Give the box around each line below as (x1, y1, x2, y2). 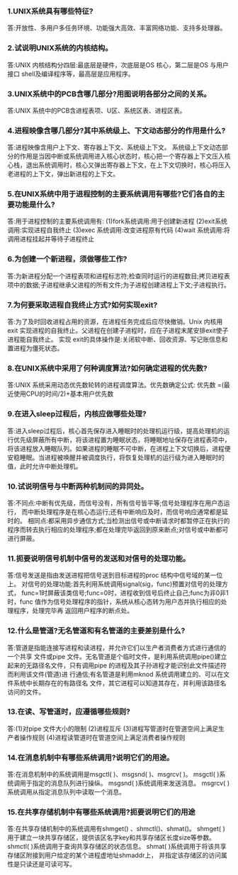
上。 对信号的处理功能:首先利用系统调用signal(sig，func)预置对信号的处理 (7, 580, 222, 588)
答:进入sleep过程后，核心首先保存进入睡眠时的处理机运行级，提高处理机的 (7, 426, 224, 435)
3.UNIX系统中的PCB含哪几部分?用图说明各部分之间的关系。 (7, 88, 211, 98)
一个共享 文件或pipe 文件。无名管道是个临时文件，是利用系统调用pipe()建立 (7, 652, 227, 660)
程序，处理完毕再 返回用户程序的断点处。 (13, 607, 133, 615)
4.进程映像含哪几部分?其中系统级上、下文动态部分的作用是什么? (7, 125, 226, 135)
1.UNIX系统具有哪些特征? (7, 6, 93, 16)
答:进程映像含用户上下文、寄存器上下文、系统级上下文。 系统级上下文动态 (7, 143, 222, 151)
